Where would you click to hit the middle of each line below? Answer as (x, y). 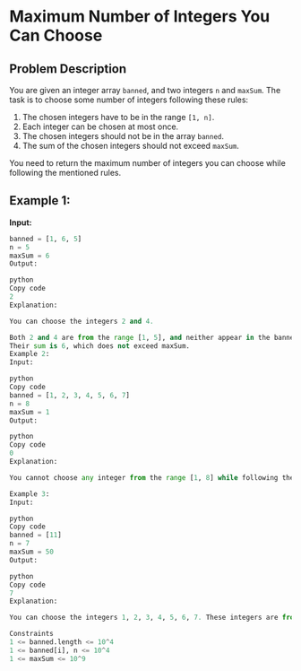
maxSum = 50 (31, 552)
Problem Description (68, 69)
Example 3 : (30, 494)
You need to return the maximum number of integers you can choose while (148, 163)
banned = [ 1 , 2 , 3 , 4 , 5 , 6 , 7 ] (69, 395)
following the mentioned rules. (65, 173)
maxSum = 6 (30, 256)
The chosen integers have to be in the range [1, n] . (118, 117)
